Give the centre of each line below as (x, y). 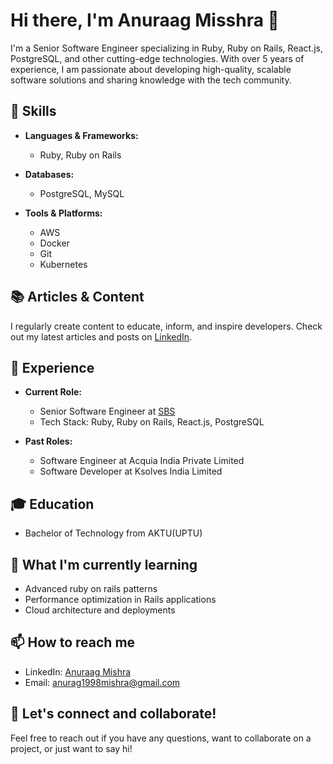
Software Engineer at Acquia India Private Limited (142, 461)
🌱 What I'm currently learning (104, 564)
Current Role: (53, 392)
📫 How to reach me (73, 642)
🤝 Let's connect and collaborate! (113, 714)
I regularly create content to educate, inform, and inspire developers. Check (166, 326)
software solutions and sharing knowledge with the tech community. (151, 80)
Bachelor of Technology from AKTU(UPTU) (113, 533)
